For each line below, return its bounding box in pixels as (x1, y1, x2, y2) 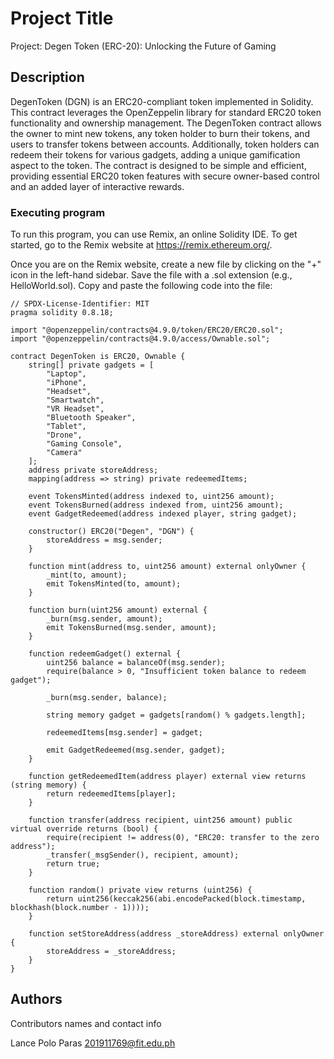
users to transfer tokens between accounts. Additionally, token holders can (10, 138, 320, 150)
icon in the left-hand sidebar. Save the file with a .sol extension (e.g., (10, 269, 293, 281)
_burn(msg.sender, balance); (46, 693, 168, 703)
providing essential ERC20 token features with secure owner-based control (10, 170, 320, 182)
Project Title (10, 7, 114, 30)
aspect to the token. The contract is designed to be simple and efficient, (10, 159, 307, 171)
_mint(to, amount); (46, 570, 128, 581)
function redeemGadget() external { (28, 649, 182, 659)
